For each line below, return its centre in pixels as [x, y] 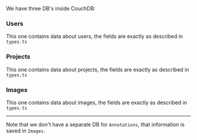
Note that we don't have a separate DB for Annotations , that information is [95, 124]
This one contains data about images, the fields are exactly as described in [97, 103]
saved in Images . [26, 131]
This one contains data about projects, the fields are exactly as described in [98, 69]
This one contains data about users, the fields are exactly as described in [95, 36]
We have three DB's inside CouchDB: [51, 8]
